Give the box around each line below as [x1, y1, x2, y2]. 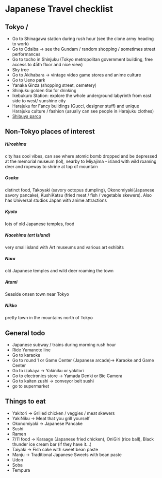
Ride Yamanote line [12, 347, 51, 353]
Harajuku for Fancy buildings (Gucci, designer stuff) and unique [12, 103, 140, 109]
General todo [5, 329, 45, 337]
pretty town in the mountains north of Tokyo [5, 315, 93, 321]
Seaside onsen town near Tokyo [5, 291, 69, 297]
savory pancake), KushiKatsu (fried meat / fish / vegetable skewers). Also [5, 192, 152, 198]
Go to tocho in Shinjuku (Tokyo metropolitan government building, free [12, 57, 153, 62]
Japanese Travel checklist [5, 3, 113, 15]
